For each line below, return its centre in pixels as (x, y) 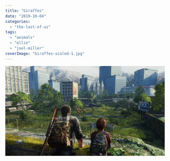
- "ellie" (20, 43)
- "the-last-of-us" (30, 27)
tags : (11, 32)
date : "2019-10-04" (26, 16)
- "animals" (23, 38)
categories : (18, 21)
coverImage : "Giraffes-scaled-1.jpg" (45, 53)
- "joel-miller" (27, 48)
